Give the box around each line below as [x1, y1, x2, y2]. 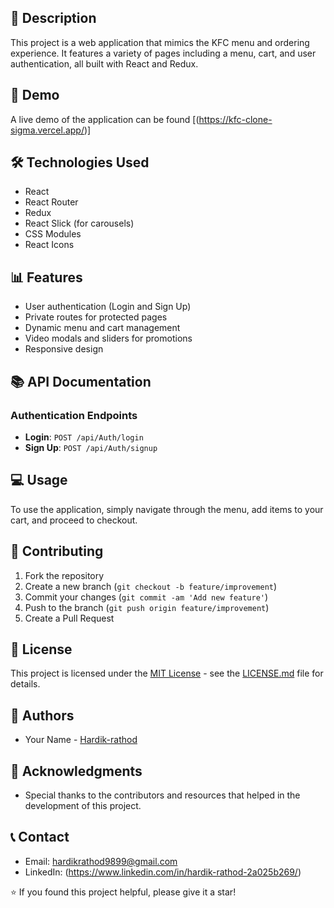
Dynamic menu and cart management [24, 322, 181, 334]
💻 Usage [10, 472, 68, 489]
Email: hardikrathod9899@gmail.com [24, 855, 178, 867]
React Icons [24, 239, 75, 251]
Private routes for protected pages [24, 311, 168, 323]
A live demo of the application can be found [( [10, 113, 200, 125]
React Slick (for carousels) [24, 217, 135, 230]
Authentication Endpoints [10, 408, 138, 422]
